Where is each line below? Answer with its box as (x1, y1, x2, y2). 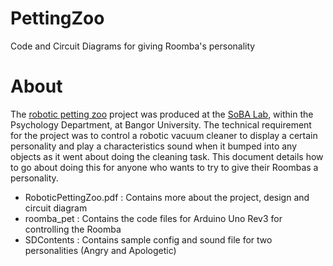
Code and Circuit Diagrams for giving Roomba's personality (10, 40, 256, 52)
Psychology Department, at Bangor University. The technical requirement (10, 118, 312, 131)
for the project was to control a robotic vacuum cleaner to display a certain (10, 129, 318, 141)
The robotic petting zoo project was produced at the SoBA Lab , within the (10, 108, 314, 120)
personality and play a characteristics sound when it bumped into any (10, 140, 298, 152)
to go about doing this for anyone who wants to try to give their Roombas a (10, 161, 319, 173)
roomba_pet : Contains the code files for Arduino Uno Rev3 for (24, 212, 283, 224)
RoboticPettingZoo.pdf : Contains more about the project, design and (24, 191, 310, 203)
